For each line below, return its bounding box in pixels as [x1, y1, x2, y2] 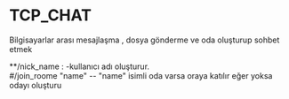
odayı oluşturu [9, 80, 62, 90]
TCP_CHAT [9, 5, 92, 26]
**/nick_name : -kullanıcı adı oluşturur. [9, 61, 149, 72]
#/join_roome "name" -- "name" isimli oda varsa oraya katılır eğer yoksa [9, 70, 273, 80]
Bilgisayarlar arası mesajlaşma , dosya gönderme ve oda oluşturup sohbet [9, 34, 280, 45]
